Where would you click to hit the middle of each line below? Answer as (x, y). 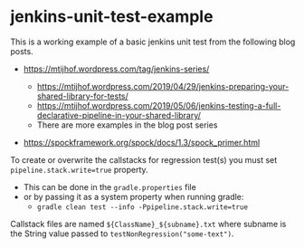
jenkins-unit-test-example (112, 17)
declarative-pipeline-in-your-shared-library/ (119, 115)
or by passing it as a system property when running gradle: (133, 196)
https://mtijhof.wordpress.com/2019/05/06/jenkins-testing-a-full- (159, 105)
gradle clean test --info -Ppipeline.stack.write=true (142, 207)
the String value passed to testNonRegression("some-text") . (122, 234)
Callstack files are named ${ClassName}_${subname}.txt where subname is (148, 224)
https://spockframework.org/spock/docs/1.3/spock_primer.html (142, 142)
